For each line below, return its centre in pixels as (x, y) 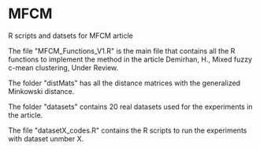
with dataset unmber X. (46, 138)
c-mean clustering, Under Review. (63, 67)
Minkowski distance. (41, 91)
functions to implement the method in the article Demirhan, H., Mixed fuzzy (130, 59)
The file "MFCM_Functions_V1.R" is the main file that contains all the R (122, 51)
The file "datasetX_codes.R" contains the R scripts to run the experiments (128, 130)
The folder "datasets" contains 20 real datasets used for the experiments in (131, 107)
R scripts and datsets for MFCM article (71, 36)
